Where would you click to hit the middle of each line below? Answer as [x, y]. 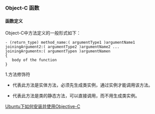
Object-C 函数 [22, 8]
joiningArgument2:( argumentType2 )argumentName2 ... [62, 47]
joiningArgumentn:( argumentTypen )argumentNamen [58, 51]
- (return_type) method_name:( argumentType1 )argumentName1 [70, 43]
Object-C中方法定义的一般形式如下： [43, 33]
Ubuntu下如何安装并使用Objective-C [43, 106]
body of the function [34, 60]
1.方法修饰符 [18, 74]
